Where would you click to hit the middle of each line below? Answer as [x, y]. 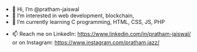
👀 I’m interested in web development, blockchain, [73, 16]
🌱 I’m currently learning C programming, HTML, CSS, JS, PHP [88, 22]
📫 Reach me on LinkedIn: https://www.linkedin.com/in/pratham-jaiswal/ [101, 34]
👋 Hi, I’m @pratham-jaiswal [45, 9]
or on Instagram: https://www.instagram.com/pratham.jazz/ [86, 42]
